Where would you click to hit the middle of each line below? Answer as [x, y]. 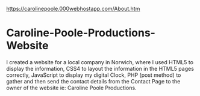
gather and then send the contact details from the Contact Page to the [93, 81]
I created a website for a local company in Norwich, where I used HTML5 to [100, 62]
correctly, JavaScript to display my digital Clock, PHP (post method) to [94, 75]
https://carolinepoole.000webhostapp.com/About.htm [73, 9]
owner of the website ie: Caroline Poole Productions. [71, 88]
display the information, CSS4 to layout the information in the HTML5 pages [100, 68]
